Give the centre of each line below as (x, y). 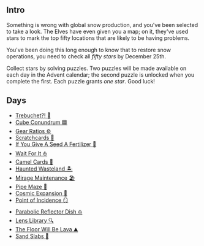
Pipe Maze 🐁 (31, 186)
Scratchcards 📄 (35, 137)
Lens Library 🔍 (34, 220)
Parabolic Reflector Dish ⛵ (49, 212)
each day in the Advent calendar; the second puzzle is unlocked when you (100, 75)
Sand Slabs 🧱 (32, 236)
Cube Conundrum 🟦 (41, 122)
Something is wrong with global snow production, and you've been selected (102, 25)
